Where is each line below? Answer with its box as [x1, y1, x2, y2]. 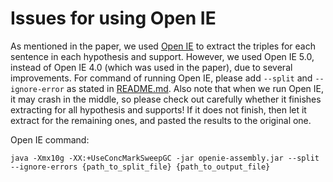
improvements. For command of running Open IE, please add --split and [10, 72, 313, 84]
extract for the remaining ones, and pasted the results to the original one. [10, 114, 312, 126]
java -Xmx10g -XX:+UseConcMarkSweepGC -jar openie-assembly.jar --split [10, 153, 320, 163]
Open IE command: [10, 133, 90, 146]
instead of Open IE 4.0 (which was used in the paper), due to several [10, 61, 293, 73]
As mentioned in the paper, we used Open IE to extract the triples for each [10, 40, 317, 52]
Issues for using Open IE [10, 7, 217, 30]
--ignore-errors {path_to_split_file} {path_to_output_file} [10, 162, 271, 172]
